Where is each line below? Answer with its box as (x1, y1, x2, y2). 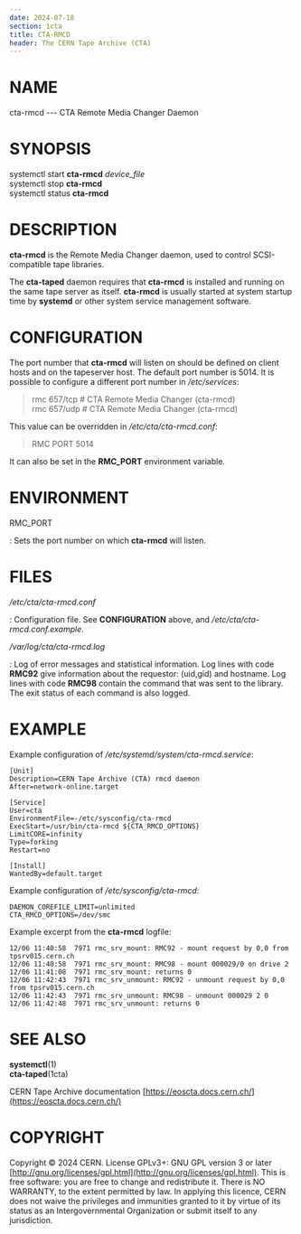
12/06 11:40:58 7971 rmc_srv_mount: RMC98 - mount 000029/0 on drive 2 (9, 959, 289, 968)
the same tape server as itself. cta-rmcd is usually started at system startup (9, 286, 293, 297)
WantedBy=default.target (9, 869, 103, 878)
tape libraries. (52, 259, 105, 270)
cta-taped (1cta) (9, 1068, 69, 1080)
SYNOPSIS (9, 139, 92, 159)
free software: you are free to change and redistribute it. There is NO (9, 1176, 266, 1187)
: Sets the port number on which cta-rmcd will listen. (9, 535, 206, 546)
